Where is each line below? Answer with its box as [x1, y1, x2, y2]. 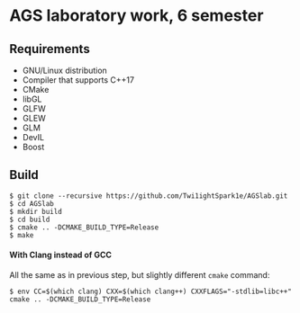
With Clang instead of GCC [9, 249, 113, 261]
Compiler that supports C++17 [22, 75, 135, 85]
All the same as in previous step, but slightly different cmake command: [9, 270, 270, 281]
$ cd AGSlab [9, 199, 54, 208]
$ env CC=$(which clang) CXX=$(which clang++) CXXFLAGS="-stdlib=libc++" [9, 287, 293, 297]
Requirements [9, 41, 90, 57]
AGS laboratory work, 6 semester [9, 5, 264, 26]
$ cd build [9, 215, 50, 224]
